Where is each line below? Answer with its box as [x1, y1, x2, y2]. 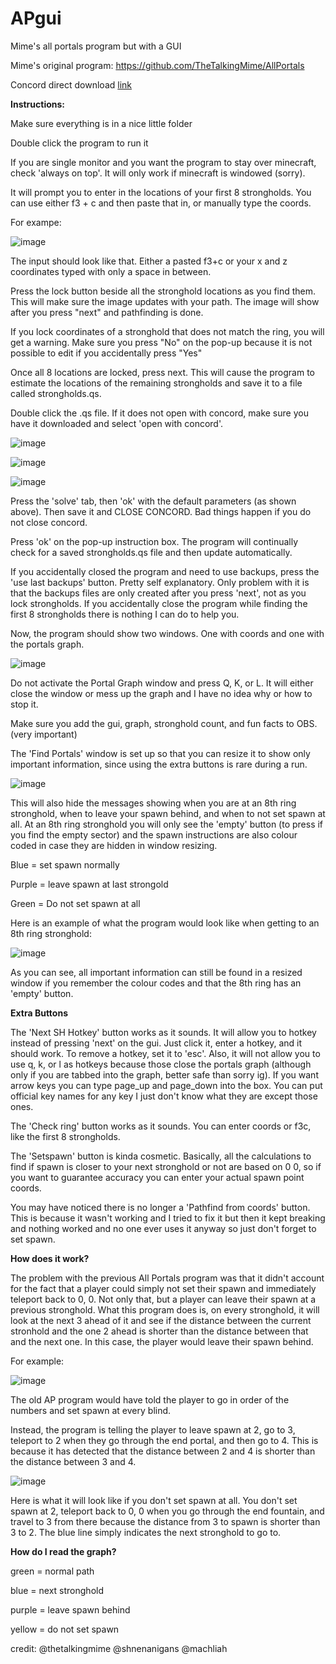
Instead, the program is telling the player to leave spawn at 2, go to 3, [10, 1423, 296, 1436]
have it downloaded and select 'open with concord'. [10, 417, 223, 429]
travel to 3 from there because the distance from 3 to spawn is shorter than [10, 1515, 321, 1527]
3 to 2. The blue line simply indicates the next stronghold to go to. [10, 1526, 282, 1538]
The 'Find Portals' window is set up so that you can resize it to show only [10, 747, 311, 759]
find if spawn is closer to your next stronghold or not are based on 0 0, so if [10, 1160, 322, 1172]
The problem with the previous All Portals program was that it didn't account [10, 1272, 325, 1284]
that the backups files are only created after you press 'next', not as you [10, 587, 307, 599]
